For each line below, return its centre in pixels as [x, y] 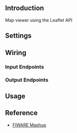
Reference [21, 113]
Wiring [16, 52]
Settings [19, 36]
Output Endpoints [27, 80]
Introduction [25, 8]
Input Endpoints [25, 66]
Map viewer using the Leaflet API [39, 20]
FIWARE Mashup [29, 125]
